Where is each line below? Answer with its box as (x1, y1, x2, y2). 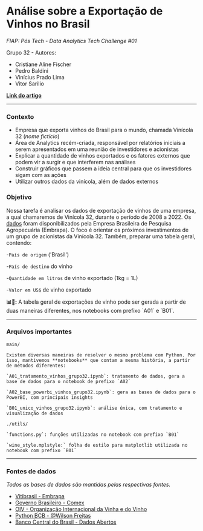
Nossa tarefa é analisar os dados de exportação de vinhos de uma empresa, (6, 207, 196, 214)
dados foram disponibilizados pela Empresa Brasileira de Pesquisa (6, 219, 172, 227)
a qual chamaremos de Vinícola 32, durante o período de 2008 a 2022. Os (6, 213, 192, 221)
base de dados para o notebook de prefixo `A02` (6, 378, 131, 384)
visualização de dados (6, 410, 63, 416)
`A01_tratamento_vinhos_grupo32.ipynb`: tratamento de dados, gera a (6, 373, 185, 379)
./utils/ (6, 421, 28, 427)
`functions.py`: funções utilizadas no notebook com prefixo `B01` (6, 432, 180, 438)
